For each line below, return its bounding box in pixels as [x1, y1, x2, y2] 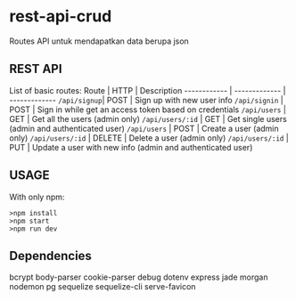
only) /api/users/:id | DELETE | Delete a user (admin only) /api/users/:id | [9, 132, 290, 143]
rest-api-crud [9, 6, 112, 27]
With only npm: [9, 191, 65, 202]
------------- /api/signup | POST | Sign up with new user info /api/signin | [9, 94, 284, 105]
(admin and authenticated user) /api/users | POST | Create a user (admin [9, 123, 279, 134]
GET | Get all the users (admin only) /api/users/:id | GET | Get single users [9, 113, 287, 124]
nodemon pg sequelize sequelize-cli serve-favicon [9, 281, 196, 292]
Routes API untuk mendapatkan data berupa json [9, 36, 189, 46]
